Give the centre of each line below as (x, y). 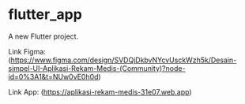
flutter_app (45, 15)
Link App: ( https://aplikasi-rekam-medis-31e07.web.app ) (100, 91)
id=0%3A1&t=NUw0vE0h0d (53, 76)
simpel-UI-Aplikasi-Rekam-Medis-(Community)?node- (97, 68)
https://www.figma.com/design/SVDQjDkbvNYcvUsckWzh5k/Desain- (124, 60)
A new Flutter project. (43, 36)
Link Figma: (27, 51)
